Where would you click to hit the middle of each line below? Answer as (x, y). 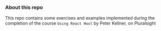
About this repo (24, 7)
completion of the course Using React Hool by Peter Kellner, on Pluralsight (80, 23)
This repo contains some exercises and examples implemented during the (80, 18)
